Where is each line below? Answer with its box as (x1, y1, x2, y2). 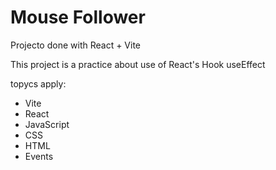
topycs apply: (10, 77, 67, 90)
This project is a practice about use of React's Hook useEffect (10, 58, 266, 70)
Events (24, 150, 54, 162)
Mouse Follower (10, 6, 146, 29)
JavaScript (24, 118, 70, 130)
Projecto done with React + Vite (10, 39, 142, 51)
